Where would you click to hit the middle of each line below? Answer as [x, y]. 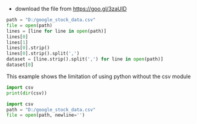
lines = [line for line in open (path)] [57, 31]
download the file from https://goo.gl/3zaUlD [71, 9]
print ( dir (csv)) [27, 93]
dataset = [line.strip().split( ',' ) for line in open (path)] [85, 59]
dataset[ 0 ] [20, 65]
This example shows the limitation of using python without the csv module [99, 76]
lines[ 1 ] [17, 42]
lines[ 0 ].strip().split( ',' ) [43, 54]
